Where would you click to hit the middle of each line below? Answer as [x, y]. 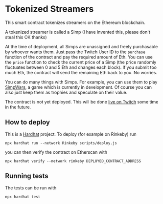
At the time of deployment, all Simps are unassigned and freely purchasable [81, 46]
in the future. [18, 107]
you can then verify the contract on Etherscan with [56, 152]
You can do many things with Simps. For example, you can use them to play [81, 82]
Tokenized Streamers [49, 9]
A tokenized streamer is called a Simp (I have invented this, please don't [78, 32]
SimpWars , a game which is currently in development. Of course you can [78, 87]
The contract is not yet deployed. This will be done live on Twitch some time [82, 102]
